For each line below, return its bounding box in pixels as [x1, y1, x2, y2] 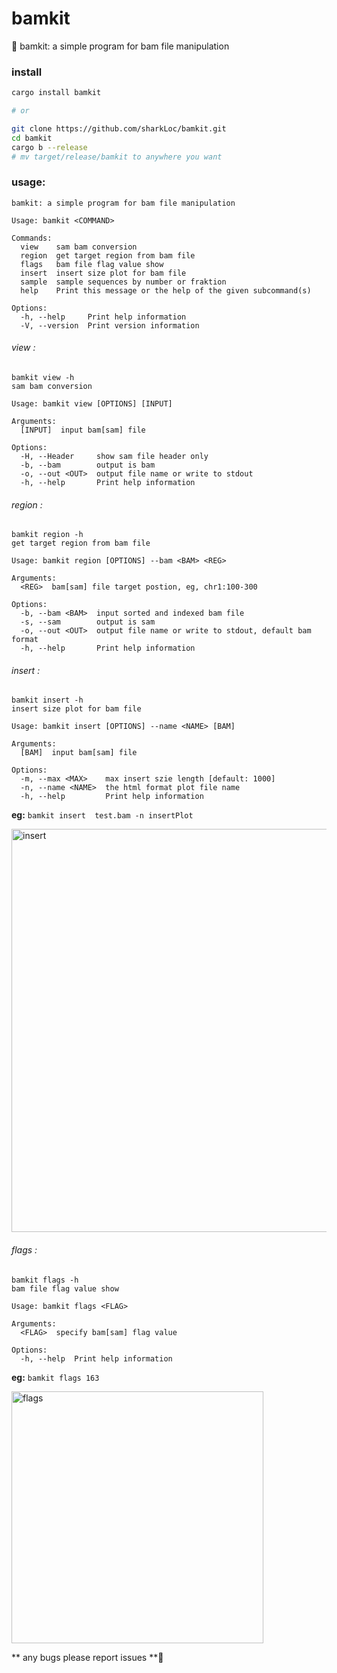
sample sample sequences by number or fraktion [20, 277, 227, 287]
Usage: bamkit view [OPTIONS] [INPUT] [11, 398, 173, 409]
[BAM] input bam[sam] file [20, 748, 138, 758]
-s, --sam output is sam [20, 617, 156, 627]
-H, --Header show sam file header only [20, 451, 209, 461]
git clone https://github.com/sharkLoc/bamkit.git [11, 123, 227, 134]
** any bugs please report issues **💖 [11, 1651, 164, 1663]
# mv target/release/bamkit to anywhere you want [11, 152, 223, 162]
